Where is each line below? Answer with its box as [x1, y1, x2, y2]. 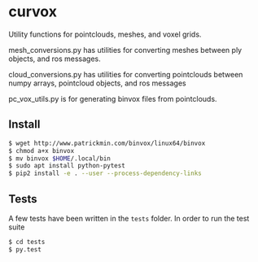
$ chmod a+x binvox [8, 146, 75, 155]
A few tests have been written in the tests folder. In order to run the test [8, 213, 250, 223]
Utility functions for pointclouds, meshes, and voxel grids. [8, 29, 202, 39]
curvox [8, 2, 57, 21]
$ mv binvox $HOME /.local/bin [8, 154, 112, 163]
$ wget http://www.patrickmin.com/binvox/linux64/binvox [8, 139, 206, 147]
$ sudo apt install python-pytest [8, 162, 126, 170]
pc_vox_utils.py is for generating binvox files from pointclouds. [8, 94, 217, 103]
